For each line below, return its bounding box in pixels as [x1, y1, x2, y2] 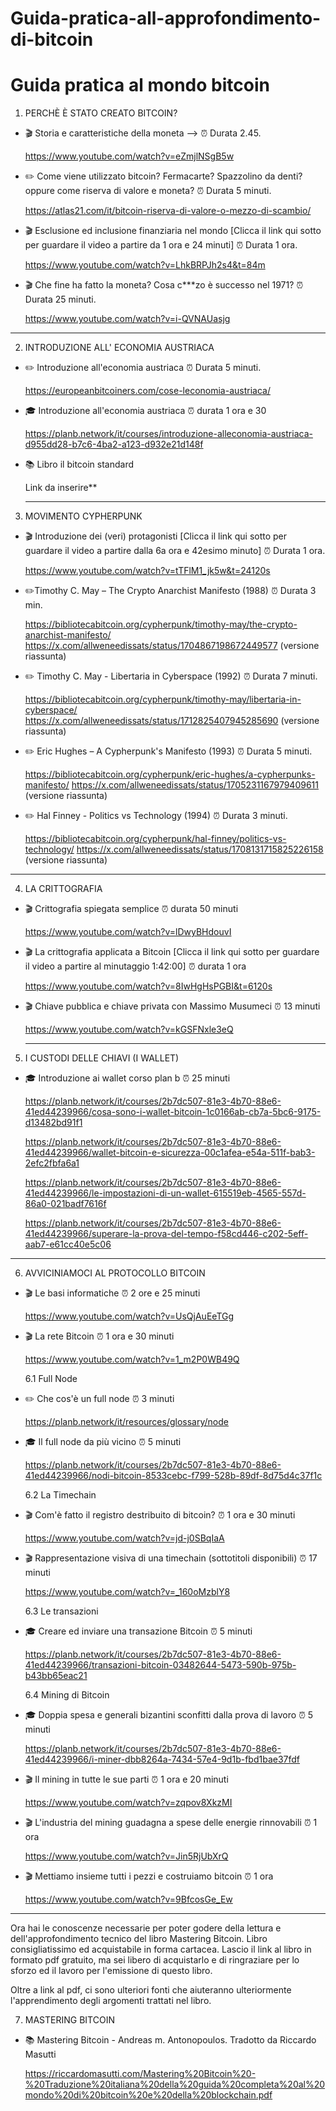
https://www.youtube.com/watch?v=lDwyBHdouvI [24, 926, 232, 938]
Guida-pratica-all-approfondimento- [10, 7, 322, 30]
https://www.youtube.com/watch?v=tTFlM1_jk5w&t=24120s [24, 565, 271, 577]
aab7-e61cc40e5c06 [24, 1238, 112, 1251]
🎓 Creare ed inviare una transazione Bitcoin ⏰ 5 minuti [24, 1625, 253, 1637]
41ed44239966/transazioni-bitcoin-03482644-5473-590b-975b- [24, 1659, 297, 1671]
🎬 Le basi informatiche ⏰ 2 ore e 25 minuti [24, 1287, 201, 1299]
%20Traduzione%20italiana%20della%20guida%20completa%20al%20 [24, 2078, 326, 2091]
